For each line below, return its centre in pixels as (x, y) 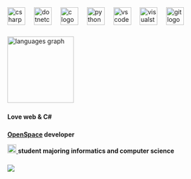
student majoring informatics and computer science (96, 151)
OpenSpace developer (41, 134)
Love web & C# (30, 117)
